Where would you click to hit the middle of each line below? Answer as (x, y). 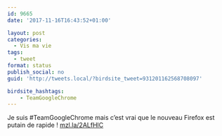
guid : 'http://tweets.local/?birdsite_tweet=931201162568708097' (105, 79)
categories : (25, 39)
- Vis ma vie (33, 46)
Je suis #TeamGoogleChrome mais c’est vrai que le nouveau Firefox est (111, 118)
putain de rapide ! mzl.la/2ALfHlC (55, 125)
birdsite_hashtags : (36, 91)
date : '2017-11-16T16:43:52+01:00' (59, 20)
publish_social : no (36, 72)
